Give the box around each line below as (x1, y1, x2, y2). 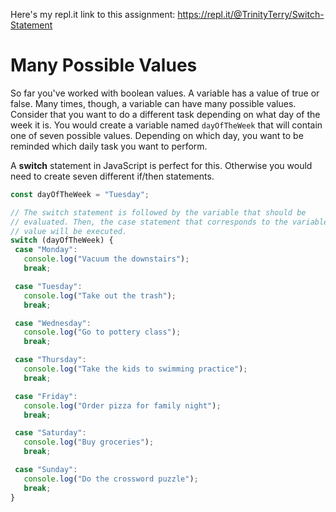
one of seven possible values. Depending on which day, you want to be (10, 129, 304, 141)
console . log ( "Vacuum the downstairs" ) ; (23, 254, 190, 264)
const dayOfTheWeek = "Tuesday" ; (10, 189, 150, 199)
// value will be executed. (10, 226, 128, 236)
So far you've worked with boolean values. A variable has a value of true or (10, 87, 320, 99)
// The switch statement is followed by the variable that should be (10, 207, 307, 218)
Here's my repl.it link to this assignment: (10, 9, 176, 20)
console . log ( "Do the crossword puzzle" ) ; (23, 474, 199, 484)
